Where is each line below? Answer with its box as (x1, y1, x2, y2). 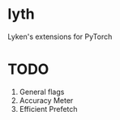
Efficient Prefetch (19, 104, 78, 114)
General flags (19, 87, 65, 96)
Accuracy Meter (19, 95, 74, 105)
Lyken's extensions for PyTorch (7, 32, 113, 41)
